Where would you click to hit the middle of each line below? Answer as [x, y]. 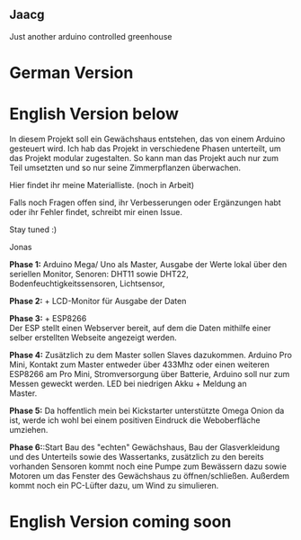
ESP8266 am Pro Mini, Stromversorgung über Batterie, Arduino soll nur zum [150, 373]
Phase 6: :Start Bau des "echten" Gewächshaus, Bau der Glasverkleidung [145, 447]
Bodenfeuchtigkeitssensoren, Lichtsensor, [87, 283]
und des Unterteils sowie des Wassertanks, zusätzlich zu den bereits [137, 456]
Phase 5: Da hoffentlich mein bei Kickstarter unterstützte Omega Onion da [147, 410]
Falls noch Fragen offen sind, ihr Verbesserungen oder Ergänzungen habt [145, 202]
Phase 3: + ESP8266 [48, 318]
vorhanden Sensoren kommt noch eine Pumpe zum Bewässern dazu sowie [148, 466]
